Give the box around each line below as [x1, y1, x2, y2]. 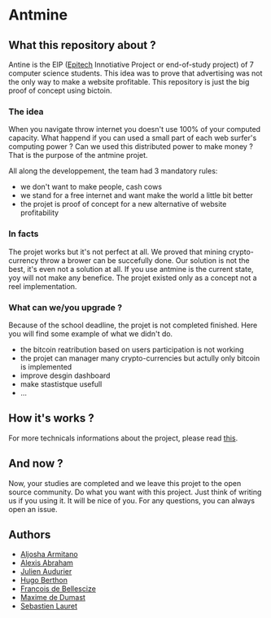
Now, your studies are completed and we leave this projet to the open [8, 478, 242, 488]
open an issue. [8, 504, 59, 514]
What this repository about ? [8, 38, 156, 52]
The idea [8, 106, 44, 117]
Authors [8, 528, 51, 541]
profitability [20, 208, 59, 217]
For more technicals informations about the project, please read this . [8, 433, 238, 443]
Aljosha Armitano [20, 550, 79, 559]
